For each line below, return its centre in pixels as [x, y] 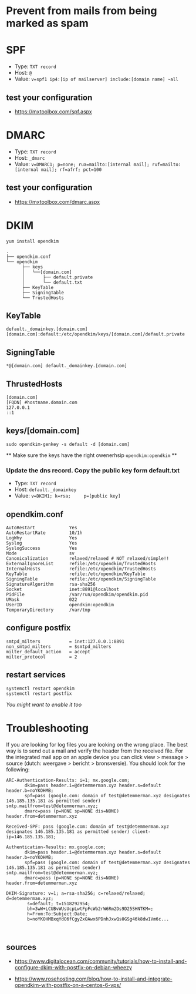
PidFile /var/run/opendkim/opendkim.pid [77, 595]
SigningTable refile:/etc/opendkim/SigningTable [81, 579]
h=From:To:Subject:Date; [58, 914]
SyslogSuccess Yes [42, 548]
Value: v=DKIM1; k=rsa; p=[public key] [67, 496]
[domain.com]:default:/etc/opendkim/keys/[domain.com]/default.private [95, 334]
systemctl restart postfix [39, 694]
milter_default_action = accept [48, 652]
